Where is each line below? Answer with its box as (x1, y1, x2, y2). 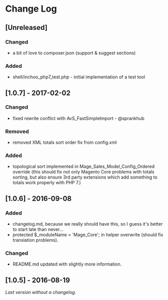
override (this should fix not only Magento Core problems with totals (12, 169, 155, 175)
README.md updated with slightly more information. (12, 261, 122, 267)
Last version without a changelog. (5, 289, 77, 295)
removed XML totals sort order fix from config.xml (12, 140, 117, 146)
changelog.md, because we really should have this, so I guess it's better (12, 221, 163, 227)
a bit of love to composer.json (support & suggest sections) (12, 50, 136, 56)
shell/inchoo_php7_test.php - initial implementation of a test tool (12, 74, 145, 80)
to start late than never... (12, 226, 64, 233)
